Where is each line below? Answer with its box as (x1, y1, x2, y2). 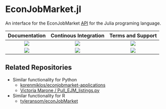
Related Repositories (5, 63, 72, 72)
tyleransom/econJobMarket (20, 98, 78, 104)
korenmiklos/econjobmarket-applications (20, 82, 106, 88)
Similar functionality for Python (12, 76, 77, 82)
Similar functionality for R (12, 92, 66, 98)
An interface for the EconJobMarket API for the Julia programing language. (5, 20, 161, 26)
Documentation (8, 32, 46, 39)
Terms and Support (109, 32, 157, 39)
